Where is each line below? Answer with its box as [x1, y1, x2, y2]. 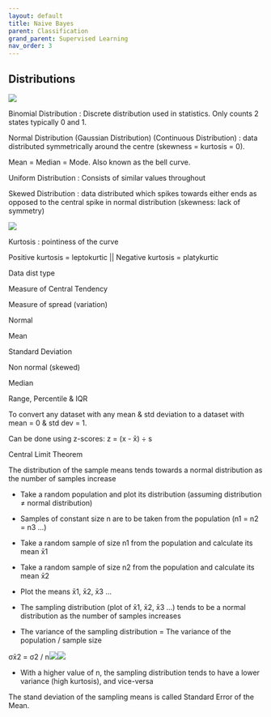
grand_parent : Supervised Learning [8, 34, 129, 43]
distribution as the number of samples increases [19, 611, 182, 621]
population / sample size [19, 635, 103, 645]
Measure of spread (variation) [8, 299, 108, 309]
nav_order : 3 [8, 42, 53, 50]
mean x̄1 [19, 546, 49, 556]
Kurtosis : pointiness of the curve [8, 237, 119, 246]
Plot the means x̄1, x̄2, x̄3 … [19, 587, 112, 596]
